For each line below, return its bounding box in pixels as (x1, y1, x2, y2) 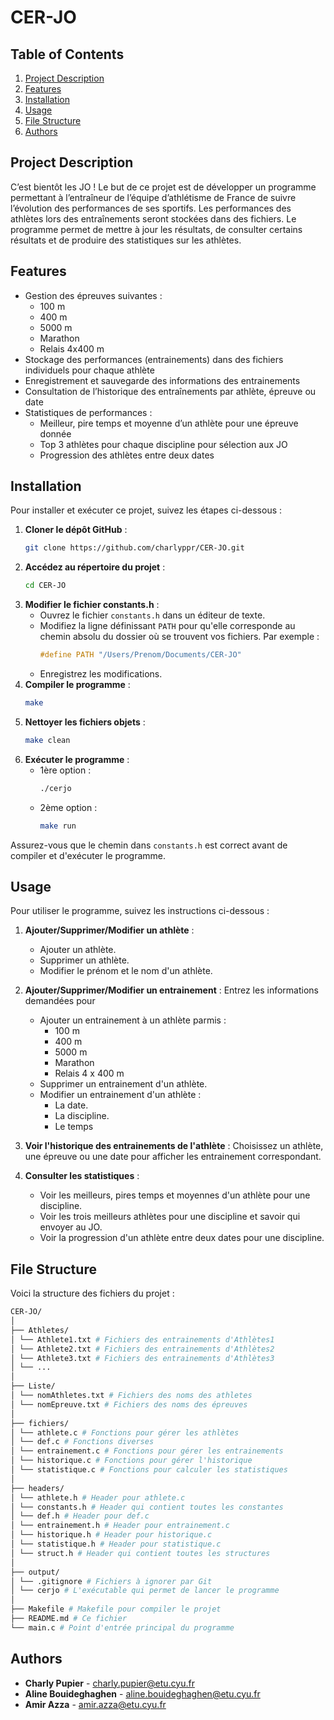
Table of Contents (10, 46, 125, 63)
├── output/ (10, 1567, 60, 1577)
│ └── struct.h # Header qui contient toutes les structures (10, 1548, 271, 1558)
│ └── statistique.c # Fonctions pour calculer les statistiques (10, 1465, 288, 1475)
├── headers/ (10, 1483, 65, 1493)
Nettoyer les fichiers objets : (24, 716, 146, 728)
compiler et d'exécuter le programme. (10, 849, 166, 861)
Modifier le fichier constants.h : (24, 599, 160, 611)
